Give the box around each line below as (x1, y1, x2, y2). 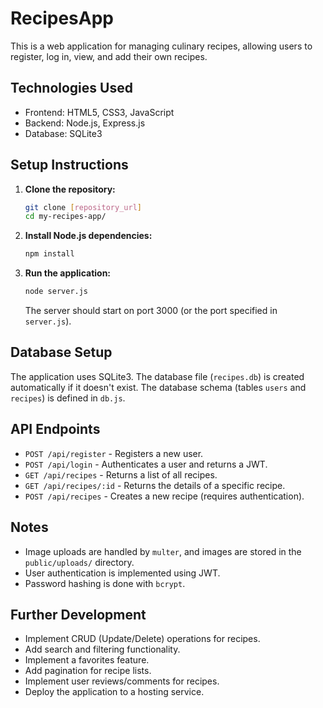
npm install (24, 249, 75, 259)
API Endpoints (10, 421, 101, 438)
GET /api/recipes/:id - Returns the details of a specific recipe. (24, 479, 286, 491)
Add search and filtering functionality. (24, 643, 181, 656)
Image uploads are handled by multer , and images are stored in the (24, 545, 302, 557)
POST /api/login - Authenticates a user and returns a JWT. (24, 458, 268, 470)
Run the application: (24, 267, 112, 279)
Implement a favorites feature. (24, 654, 150, 666)
